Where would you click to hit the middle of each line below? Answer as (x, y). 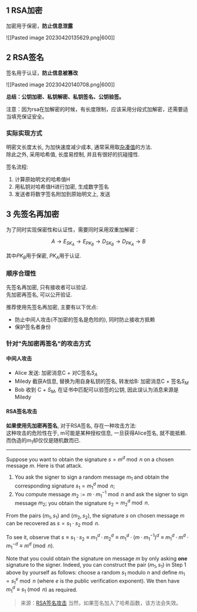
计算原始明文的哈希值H (42, 179)
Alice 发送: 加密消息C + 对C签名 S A (56, 374)
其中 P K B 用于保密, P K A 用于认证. (44, 256)
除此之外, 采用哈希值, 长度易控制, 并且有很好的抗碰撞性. (73, 154)
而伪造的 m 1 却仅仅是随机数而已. (43, 441)
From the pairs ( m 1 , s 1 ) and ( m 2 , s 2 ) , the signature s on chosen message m (95, 517)
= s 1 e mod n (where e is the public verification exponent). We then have (93, 581)
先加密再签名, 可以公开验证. (39, 294)
